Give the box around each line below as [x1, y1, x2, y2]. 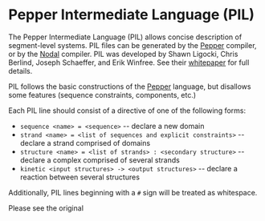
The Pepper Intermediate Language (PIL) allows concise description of [8, 32, 243, 42]
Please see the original [8, 203, 84, 213]
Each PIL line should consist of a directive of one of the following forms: [8, 106, 247, 115]
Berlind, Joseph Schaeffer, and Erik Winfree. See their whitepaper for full [8, 58, 250, 67]
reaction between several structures [19, 172, 141, 182]
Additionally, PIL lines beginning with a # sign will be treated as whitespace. [8, 187, 258, 197]
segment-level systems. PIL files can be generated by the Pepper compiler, [8, 40, 257, 50]
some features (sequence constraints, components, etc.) [8, 90, 197, 99]
